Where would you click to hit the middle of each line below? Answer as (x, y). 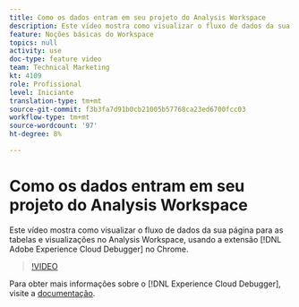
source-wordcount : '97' (54, 126)
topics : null (34, 43)
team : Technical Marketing (60, 68)
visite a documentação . (52, 293)
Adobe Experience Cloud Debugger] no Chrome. (99, 249)
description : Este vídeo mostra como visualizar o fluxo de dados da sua (150, 26)
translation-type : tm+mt (56, 101)
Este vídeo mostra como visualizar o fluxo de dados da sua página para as (146, 230)
